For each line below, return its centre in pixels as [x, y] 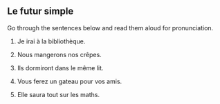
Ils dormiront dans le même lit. [60, 67]
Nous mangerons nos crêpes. [59, 54]
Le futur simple [40, 11]
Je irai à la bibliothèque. [51, 41]
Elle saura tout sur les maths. [58, 94]
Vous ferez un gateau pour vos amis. [70, 81]
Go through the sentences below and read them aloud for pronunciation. [110, 28]
